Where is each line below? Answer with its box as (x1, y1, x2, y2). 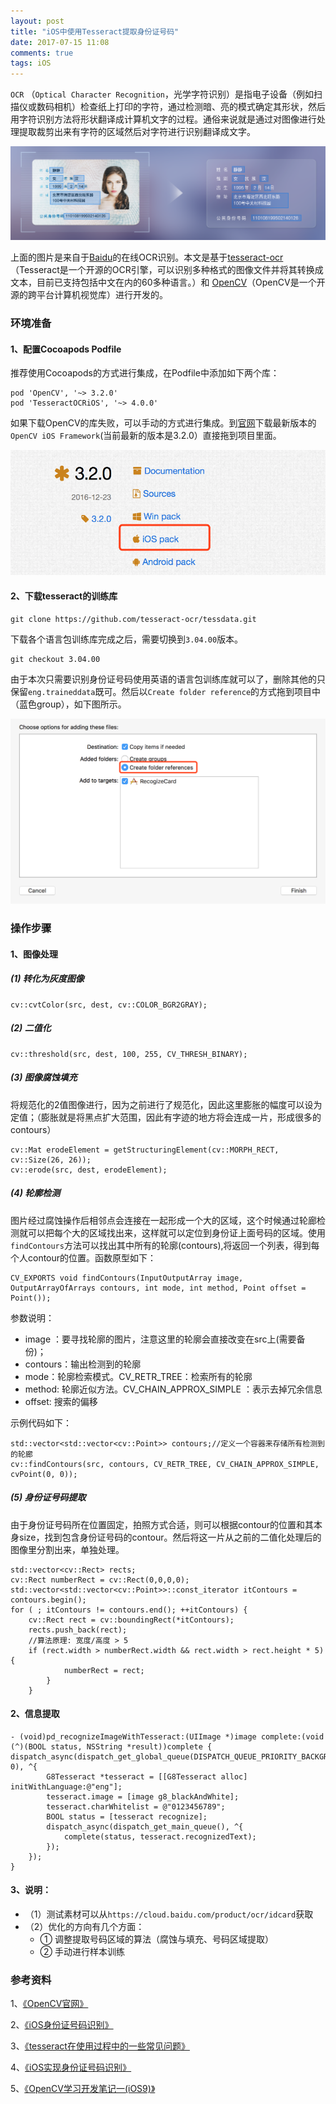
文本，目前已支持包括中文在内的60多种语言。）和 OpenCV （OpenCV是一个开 (10, 276, 326, 289)
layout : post (10, 16, 65, 26)
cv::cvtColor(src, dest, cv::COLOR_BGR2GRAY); (10, 1000, 208, 1010)
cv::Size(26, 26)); (10, 1155, 92, 1165)
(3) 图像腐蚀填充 (10, 1071, 78, 1084)
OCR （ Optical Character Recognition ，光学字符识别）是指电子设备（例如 (10, 88, 315, 100)
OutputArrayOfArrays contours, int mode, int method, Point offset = (10, 1283, 307, 1293)
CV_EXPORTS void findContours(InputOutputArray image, (10, 1273, 244, 1283)
